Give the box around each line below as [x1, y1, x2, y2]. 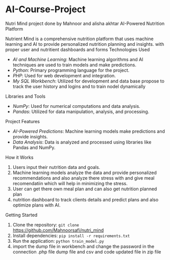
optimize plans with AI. [12, 202, 61, 208]
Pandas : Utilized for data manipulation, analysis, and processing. [12, 108, 150, 114]
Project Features [5, 118, 40, 124]
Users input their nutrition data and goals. [12, 164, 101, 170]
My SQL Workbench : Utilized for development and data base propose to [12, 78, 165, 84]
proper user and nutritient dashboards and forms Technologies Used [5, 46, 150, 52]
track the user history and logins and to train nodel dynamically [12, 83, 145, 90]
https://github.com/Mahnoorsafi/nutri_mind [12, 227, 104, 233]
